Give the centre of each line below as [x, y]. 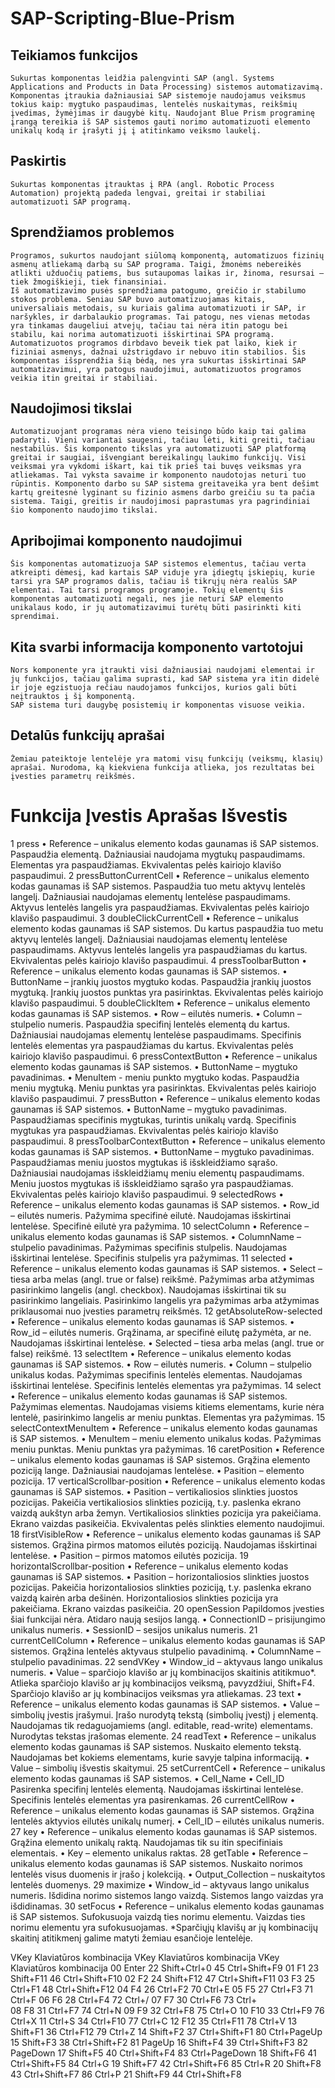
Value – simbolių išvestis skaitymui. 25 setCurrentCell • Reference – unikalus [168, 1768]
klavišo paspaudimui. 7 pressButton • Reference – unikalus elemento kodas [165, 1098]
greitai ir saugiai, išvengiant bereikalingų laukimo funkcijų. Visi [158, 458]
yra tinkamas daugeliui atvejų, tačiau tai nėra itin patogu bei [149, 325]
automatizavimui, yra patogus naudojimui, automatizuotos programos [156, 369]
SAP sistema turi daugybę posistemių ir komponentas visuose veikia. [158, 705]
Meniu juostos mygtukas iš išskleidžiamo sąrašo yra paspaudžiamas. [152, 1183]
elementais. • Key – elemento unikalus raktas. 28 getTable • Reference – [159, 1853]
